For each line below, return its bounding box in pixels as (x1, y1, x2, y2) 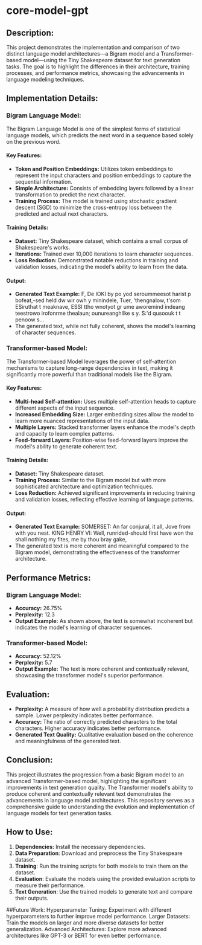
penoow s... (14, 316, 45, 323)
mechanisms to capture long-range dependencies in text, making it (6, 364, 173, 372)
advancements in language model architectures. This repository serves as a (6, 796, 195, 804)
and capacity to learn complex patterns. (14, 430, 115, 437)
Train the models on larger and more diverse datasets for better (6, 919, 164, 926)
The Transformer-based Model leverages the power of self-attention (6, 358, 177, 365)
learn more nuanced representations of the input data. (14, 417, 150, 424)
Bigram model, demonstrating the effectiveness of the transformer (14, 549, 180, 556)
